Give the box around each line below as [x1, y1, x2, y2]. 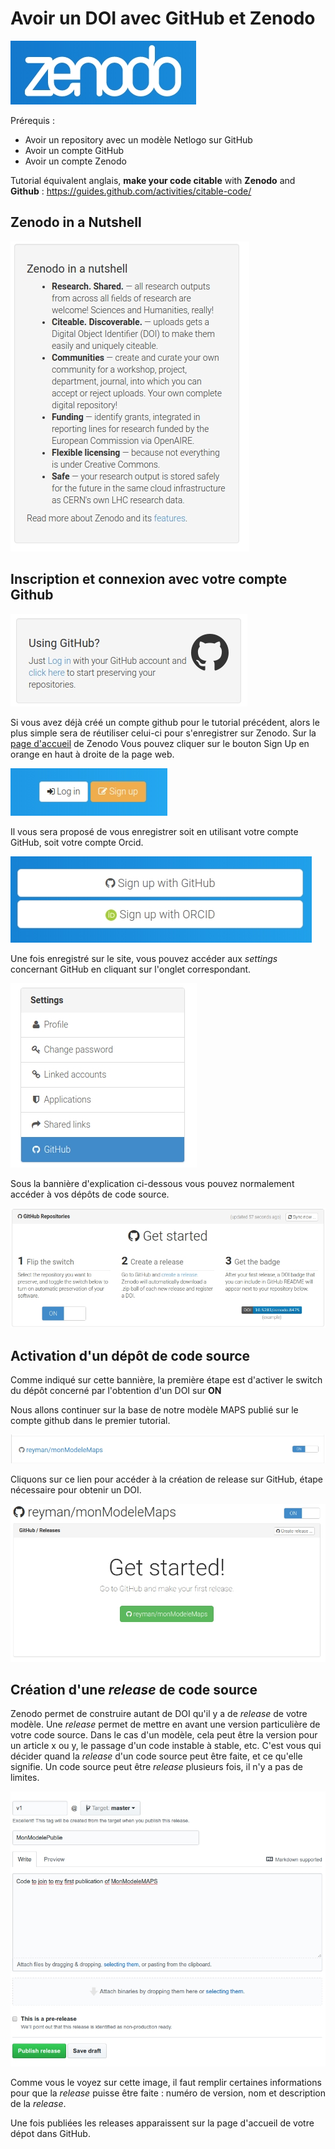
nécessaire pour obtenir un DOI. [10, 1484, 142, 1496]
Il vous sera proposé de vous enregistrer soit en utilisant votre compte [10, 825, 299, 837]
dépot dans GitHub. [10, 2127, 91, 2139]
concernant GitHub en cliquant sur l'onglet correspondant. [10, 963, 252, 975]
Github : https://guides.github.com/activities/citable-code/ [10, 185, 252, 197]
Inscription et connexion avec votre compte [10, 571, 288, 588]
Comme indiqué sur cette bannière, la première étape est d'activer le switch [10, 1373, 323, 1386]
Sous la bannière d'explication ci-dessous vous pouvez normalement [10, 1177, 295, 1189]
